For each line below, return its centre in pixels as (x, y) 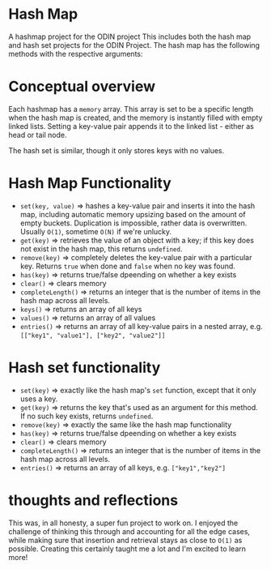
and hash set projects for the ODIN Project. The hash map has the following (134, 45)
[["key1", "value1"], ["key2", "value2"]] (93, 336)
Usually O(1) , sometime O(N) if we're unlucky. (96, 231)
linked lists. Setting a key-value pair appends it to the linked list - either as (131, 126)
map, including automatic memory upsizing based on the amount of (133, 214)
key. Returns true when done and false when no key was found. (128, 266)
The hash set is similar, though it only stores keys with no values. (116, 150)
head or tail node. (38, 135)
